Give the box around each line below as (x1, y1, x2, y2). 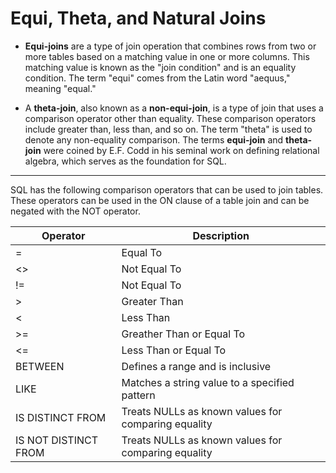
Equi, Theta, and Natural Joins (10, 7, 267, 30)
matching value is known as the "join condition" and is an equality (24, 61, 297, 73)
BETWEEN (15, 359, 65, 373)
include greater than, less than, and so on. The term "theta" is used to (24, 123, 313, 135)
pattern (121, 388, 156, 402)
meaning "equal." (24, 82, 97, 94)
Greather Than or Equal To (121, 327, 246, 341)
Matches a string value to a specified (121, 375, 295, 389)
